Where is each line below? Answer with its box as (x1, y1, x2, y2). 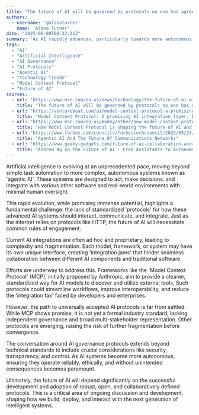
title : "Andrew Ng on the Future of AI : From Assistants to (17, 146, 171, 152)
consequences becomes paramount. (6, 365, 96, 372)
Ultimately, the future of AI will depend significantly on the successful (6, 376, 176, 384)
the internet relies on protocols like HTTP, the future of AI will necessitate (6, 218, 185, 225)
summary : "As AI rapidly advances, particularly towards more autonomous (6, 36, 192, 42)
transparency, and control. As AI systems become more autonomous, (6, 352, 175, 359)
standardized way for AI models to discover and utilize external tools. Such (6, 279, 188, 286)
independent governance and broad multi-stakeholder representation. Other (6, 315, 192, 323)
